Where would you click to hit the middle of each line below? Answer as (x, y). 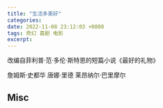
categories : (24, 20)
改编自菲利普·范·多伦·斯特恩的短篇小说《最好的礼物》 (83, 61)
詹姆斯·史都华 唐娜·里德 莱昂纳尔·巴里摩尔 (67, 75)
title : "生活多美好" (34, 14)
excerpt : (20, 40)
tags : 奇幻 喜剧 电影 (36, 33)
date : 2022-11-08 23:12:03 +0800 (56, 26)
